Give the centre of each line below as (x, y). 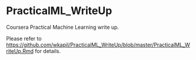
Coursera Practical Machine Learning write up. (63, 27)
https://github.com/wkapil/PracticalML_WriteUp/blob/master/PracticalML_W (98, 45)
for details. (48, 51)
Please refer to (24, 38)
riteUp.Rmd (20, 51)
